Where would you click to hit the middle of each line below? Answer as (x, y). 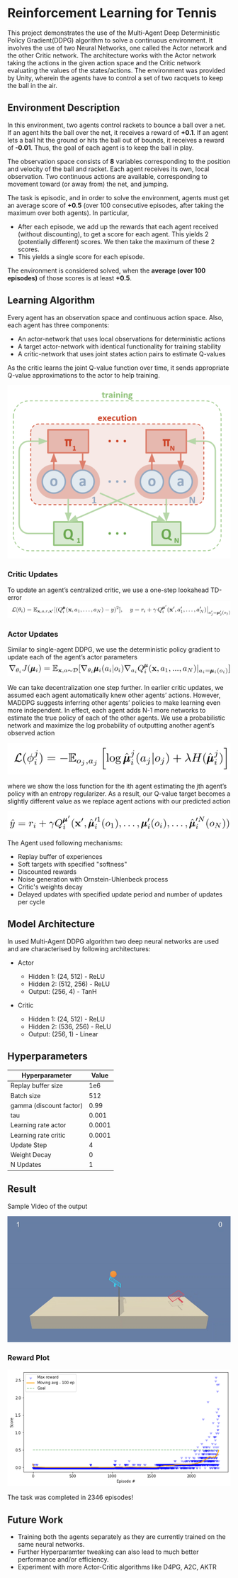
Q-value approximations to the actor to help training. (84, 375)
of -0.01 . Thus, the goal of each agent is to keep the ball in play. (101, 148)
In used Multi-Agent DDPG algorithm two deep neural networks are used (113, 941)
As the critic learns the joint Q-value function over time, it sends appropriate (118, 368)
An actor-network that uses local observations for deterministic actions (121, 339)
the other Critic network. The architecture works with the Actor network (112, 55)
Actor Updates (33, 634)
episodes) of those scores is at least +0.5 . (70, 278)
